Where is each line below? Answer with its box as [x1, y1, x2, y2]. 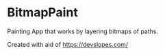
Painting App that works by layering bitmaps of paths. [7, 27, 159, 35]
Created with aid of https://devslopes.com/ [7, 40, 129, 48]
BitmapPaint [7, 5, 79, 20]
